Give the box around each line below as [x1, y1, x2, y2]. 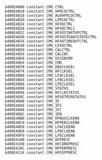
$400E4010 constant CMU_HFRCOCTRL [4, 9, 76, 14]
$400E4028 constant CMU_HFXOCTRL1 [4, 26, 76, 31]
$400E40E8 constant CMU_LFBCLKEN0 [4, 129, 76, 134]
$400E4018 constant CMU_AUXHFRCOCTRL [4, 13, 82, 18]
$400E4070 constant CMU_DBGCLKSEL [4, 65, 76, 69]
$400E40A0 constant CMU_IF [4, 99, 60, 104]
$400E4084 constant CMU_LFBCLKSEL [4, 77, 76, 82]
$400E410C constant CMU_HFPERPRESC [4, 146, 77, 151]
